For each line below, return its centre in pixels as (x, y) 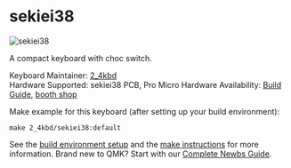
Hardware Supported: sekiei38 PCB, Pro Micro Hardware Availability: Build (145, 84)
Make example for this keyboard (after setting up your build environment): (145, 111)
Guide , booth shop (43, 94)
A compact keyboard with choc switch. (81, 58)
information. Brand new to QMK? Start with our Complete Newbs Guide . (141, 154)
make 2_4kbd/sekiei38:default (65, 128)
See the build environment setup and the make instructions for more (134, 144)
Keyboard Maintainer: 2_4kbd (63, 75)
